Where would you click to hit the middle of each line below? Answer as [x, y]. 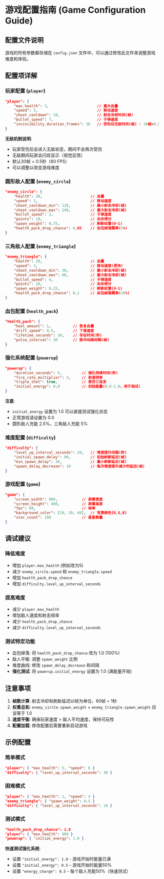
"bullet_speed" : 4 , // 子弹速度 [63, 280]
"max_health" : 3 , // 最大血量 [66, 106]
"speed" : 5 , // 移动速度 [66, 111]
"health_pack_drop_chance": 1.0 [38, 830]
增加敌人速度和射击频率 [36, 615]
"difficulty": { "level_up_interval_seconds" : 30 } [59, 772]
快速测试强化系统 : [23, 849]
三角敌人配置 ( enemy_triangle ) [41, 246]
